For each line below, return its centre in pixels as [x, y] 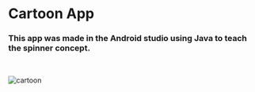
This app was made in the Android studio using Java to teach [128, 39]
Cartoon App [51, 14]
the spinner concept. [49, 48]
